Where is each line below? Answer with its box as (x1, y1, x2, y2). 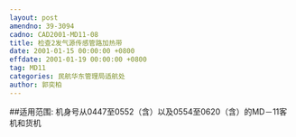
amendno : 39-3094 (9, 22, 75, 31)
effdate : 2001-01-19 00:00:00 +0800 (9, 55, 147, 64)
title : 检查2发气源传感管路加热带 (9, 38, 123, 48)
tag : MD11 (9, 64, 47, 73)
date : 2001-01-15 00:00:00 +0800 (9, 47, 135, 56)
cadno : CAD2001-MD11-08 (9, 30, 99, 39)
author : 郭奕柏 (9, 80, 62, 89)
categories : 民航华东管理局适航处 (9, 72, 125, 81)
